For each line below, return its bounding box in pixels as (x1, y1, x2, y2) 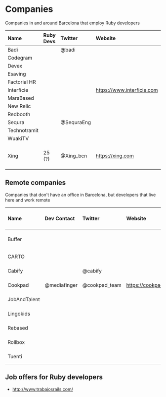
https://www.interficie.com (95, 86, 158, 93)
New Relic (7, 103, 31, 110)
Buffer (7, 236, 22, 243)
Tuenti (7, 353, 22, 360)
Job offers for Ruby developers (5, 373, 103, 382)
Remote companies (5, 179, 66, 187)
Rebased (7, 324, 28, 331)
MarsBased (7, 94, 34, 101)
